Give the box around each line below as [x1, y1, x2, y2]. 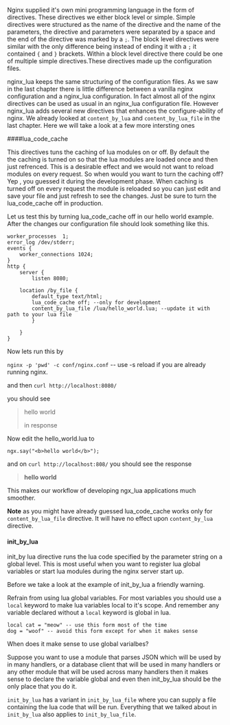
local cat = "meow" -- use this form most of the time [7, 622, 168, 629]
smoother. [7, 494, 36, 502]
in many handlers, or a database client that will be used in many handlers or [7, 660, 221, 669]
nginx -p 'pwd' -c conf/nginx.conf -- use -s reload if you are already [7, 361, 206, 368]
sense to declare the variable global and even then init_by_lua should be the [7, 675, 222, 683]
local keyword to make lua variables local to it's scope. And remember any [7, 601, 220, 610]
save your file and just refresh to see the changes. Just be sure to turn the [7, 192, 217, 200]
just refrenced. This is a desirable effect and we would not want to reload [7, 163, 214, 170]
